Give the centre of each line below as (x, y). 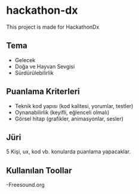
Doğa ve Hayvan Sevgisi (45, 66)
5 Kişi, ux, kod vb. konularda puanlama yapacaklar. (69, 152)
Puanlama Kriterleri (43, 92)
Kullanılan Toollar (39, 170)
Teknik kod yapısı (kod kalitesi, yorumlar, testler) (74, 106)
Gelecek (25, 60)
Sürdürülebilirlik (34, 73)
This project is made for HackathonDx (53, 27)
